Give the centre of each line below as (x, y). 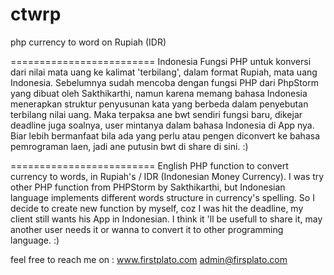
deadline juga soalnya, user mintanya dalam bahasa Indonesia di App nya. (162, 125)
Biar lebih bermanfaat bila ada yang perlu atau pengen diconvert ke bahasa (165, 135)
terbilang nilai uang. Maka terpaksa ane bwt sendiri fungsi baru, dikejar (156, 114)
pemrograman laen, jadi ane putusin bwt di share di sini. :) (129, 146)
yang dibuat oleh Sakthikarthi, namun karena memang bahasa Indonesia (159, 93)
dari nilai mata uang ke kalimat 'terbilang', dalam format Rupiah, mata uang (164, 72)
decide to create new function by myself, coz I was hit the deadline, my (157, 208)
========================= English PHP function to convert (149, 165)
